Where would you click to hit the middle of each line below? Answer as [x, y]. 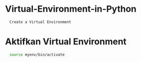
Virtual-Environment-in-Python [71, 9]
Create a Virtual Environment [40, 22]
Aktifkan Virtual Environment [66, 41]
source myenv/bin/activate [37, 55]
